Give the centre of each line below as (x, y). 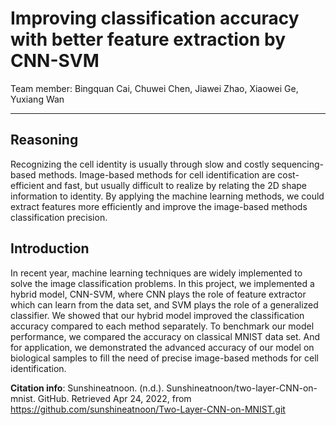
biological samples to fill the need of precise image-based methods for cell (164, 358)
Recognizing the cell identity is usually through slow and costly (140, 164)
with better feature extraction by (148, 39)
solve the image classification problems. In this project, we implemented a (162, 283)
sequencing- (298, 164)
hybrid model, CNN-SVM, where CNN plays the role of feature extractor (158, 294)
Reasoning (44, 140)
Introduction (50, 248)
